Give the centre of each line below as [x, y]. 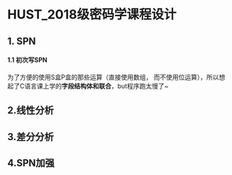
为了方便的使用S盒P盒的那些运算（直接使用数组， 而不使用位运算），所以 [113, 77]
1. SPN [22, 41]
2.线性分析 [31, 111]
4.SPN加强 [31, 163]
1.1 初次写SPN [27, 60]
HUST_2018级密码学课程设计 [92, 15]
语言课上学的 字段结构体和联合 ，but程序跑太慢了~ [96, 86]
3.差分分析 [31, 136]
